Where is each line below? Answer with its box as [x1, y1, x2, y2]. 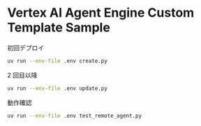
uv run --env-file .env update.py [7, 85, 108, 92]
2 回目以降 [7, 71, 38, 79]
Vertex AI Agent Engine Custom [7, 5, 195, 21]
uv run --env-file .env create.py [7, 57, 108, 64]
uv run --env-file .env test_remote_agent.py [7, 112, 142, 119]
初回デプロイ [7, 43, 44, 52]
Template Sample [7, 19, 110, 36]
